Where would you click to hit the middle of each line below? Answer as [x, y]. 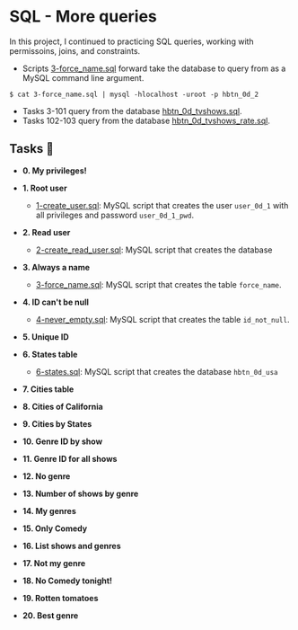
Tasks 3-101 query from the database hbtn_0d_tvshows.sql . [132, 111]
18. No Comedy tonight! [67, 581]
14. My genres [49, 510]
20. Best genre [50, 615]
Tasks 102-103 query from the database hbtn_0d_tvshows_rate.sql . [146, 120]
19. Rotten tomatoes [60, 598]
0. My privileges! [54, 170]
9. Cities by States [57, 423]
